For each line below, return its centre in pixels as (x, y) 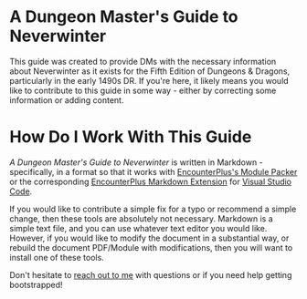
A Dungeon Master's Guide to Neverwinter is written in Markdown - (136, 162)
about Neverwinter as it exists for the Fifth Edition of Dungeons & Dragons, (150, 71)
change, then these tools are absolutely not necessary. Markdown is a (142, 218)
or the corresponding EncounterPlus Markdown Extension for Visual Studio (151, 181)
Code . (21, 191)
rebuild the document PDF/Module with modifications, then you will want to (151, 247)
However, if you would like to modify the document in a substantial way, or (149, 238)
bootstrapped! (36, 284)
